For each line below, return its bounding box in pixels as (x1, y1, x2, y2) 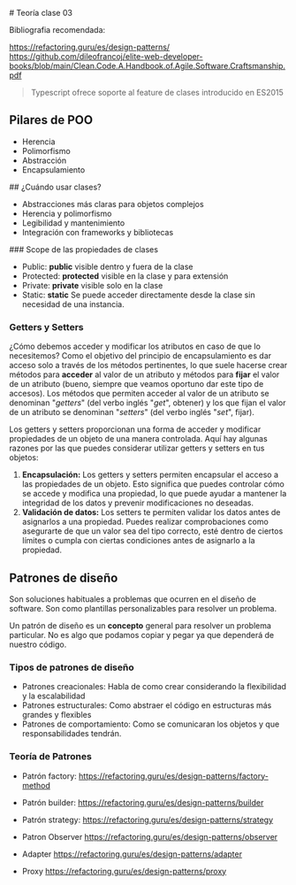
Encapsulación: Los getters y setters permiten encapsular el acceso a (21, 469, 279, 481)
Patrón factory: (21, 770, 77, 781)
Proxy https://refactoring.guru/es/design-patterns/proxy (21, 866, 227, 876)
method (21, 780, 51, 790)
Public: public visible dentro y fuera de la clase (21, 261, 194, 272)
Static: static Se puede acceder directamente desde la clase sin (21, 289, 255, 300)
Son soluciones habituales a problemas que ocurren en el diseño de (9, 593, 256, 604)
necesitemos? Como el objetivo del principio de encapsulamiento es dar (9, 350, 272, 361)
